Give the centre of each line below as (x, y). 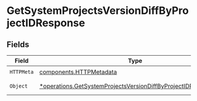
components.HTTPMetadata (78, 72)
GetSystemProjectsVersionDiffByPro (98, 11)
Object (19, 86)
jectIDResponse (46, 23)
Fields (18, 44)
